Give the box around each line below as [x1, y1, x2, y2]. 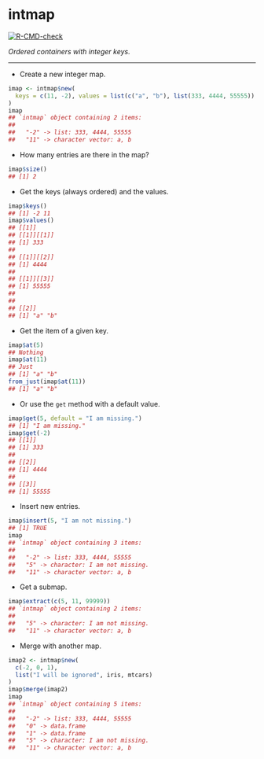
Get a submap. [19, 582, 68, 591]
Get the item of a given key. [19, 326, 108, 335]
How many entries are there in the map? [19, 149, 149, 159]
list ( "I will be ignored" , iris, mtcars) [15, 671, 153, 679]
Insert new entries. [19, 502, 81, 511]
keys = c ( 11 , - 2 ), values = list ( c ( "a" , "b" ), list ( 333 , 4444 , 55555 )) [15, 92, 255, 100]
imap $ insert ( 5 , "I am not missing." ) [8, 517, 132, 525]
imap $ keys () [8, 202, 47, 210]
